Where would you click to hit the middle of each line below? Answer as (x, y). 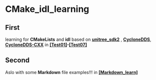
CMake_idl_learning (47, 9)
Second (17, 60)
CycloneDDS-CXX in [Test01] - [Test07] (46, 45)
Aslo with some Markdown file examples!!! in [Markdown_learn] (72, 72)
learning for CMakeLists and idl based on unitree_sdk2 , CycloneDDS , (78, 39)
